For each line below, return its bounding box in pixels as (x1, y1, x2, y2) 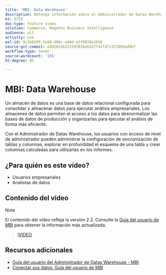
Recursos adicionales (5, 246, 73, 255)
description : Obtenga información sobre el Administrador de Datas (5, 12, 147, 17)
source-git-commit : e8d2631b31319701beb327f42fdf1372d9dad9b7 (5, 44, 136, 49)
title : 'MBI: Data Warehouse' (5, 7, 68, 12)
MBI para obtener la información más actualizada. (5, 222, 106, 228)
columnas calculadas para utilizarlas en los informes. (5, 147, 113, 153)
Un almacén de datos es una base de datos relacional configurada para (5, 100, 151, 106)
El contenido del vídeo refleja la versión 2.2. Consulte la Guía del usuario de (5, 216, 159, 222)
